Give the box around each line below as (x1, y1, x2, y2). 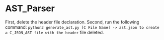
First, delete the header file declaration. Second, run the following (5, 19, 140, 25)
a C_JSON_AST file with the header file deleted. (5, 29, 104, 35)
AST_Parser (5, 3, 55, 14)
